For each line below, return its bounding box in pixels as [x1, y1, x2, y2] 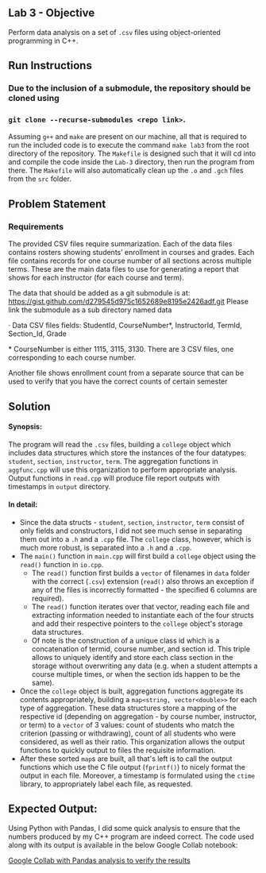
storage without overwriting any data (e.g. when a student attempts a [31, 661, 258, 670]
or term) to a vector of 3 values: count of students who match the [19, 720, 235, 729]
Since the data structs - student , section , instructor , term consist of [19, 517, 245, 527]
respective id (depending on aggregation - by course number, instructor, [19, 711, 257, 721]
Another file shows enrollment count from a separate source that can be [8, 369, 245, 378]
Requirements [8, 221, 64, 232]
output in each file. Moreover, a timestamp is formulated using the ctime [19, 771, 256, 780]
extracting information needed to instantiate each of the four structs [31, 610, 254, 620]
